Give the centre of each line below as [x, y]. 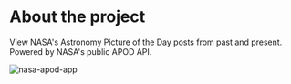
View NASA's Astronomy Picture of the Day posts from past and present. [146, 42]
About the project [78, 17]
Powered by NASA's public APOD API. [81, 51]
